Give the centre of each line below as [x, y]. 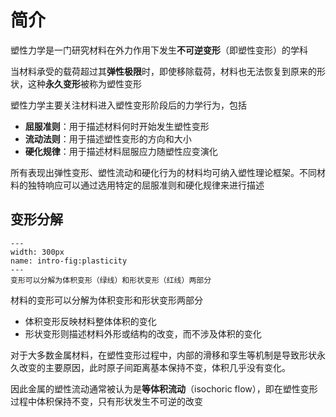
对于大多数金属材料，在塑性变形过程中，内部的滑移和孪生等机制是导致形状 [163, 355]
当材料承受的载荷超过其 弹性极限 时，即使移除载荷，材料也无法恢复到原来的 [163, 71]
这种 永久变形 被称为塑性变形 [84, 83]
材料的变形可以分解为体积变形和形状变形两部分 [106, 300]
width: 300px [37, 252]
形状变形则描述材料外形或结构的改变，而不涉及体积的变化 [143, 333]
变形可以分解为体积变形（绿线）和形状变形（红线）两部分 [111, 280]
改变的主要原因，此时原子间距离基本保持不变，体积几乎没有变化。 [154, 367]
